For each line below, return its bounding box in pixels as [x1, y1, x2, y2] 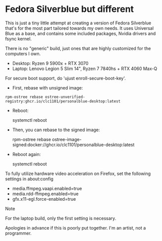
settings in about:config [5, 175, 54, 182]
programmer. [5, 230, 32, 236]
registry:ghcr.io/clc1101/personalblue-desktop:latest [5, 98, 121, 104]
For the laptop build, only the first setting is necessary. [5, 215, 116, 221]
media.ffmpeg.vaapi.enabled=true [12, 185, 82, 191]
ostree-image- [52, 136, 82, 142]
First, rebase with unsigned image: [12, 84, 83, 90]
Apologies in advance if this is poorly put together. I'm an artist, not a [5, 225, 146, 231]
